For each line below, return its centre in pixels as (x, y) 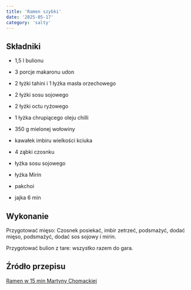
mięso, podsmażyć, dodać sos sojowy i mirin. (61, 237)
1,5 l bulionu (29, 61)
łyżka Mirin (28, 175)
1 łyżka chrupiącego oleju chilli (52, 118)
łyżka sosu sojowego (40, 163)
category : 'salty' (29, 22)
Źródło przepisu (36, 267)
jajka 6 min (28, 197)
